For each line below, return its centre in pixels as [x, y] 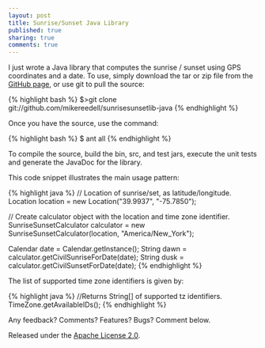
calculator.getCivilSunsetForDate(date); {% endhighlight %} [105, 266]
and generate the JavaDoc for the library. [75, 162]
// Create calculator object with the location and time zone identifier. [119, 217]
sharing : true [32, 38]
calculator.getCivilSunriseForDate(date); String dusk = [96, 257]
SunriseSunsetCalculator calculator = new [77, 225]
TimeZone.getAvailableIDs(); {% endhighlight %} [87, 304]
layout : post [30, 15]
